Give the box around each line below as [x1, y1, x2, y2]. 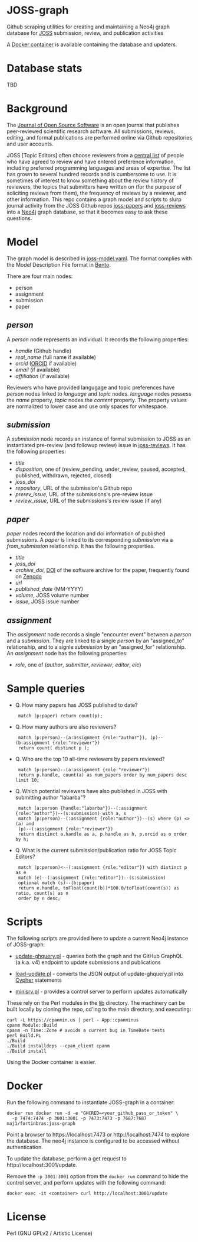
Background [6, 102, 68, 115]
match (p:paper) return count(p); [18, 713, 103, 719]
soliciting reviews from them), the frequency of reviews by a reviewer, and [6, 189, 187, 196]
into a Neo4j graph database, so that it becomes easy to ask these [6, 208, 168, 215]
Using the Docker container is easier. [6, 1058, 97, 1065]
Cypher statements [15, 976, 62, 984]
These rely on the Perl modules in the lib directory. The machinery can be [6, 999, 185, 1006]
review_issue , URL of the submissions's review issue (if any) [15, 497, 162, 504]
